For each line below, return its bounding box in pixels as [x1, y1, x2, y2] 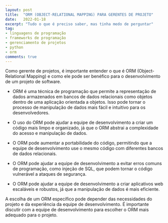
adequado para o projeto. [5, 212, 58, 218]
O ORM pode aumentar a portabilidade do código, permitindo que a [12, 140, 152, 146]
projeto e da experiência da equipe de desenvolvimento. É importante [5, 201, 149, 207]
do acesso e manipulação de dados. [12, 130, 88, 136]
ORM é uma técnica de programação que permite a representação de [12, 89, 156, 95]
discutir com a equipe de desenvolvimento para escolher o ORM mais [5, 207, 149, 213]
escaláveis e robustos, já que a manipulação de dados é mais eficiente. [12, 186, 160, 192]
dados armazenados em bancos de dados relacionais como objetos [12, 94, 153, 100]
